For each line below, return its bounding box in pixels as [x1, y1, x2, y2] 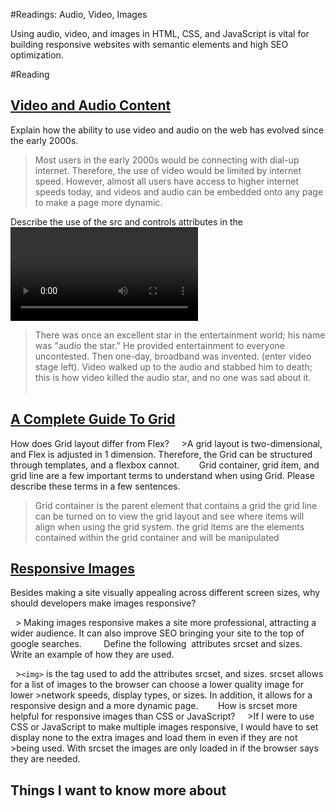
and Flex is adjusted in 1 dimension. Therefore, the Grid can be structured [10, 448, 313, 460]
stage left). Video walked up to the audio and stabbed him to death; [34, 360, 313, 373]
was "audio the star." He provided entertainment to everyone [34, 339, 285, 351]
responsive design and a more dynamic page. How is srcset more [10, 700, 298, 712]
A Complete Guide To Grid [10, 411, 176, 428]
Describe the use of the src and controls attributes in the [10, 215, 243, 228]
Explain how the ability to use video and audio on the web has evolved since [10, 124, 325, 136]
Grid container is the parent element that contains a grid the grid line [34, 499, 318, 511]
